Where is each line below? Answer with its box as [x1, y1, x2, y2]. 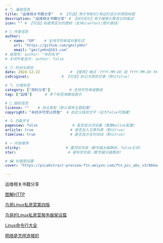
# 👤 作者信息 [5, 30, 29, 34]
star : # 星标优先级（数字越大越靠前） [5, 150, 123, 155]
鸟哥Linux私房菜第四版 [5, 202, 50, 208]
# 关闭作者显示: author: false [5, 56, 64, 61]
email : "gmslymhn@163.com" [14, 47, 68, 52]
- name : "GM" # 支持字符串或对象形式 [9, 38, 85, 44]
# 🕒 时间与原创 [5, 65, 33, 70]
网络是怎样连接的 [5, 233, 39, 239]
